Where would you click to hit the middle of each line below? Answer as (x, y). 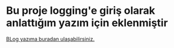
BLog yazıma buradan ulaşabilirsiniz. (51, 39)
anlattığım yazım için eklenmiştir (87, 23)
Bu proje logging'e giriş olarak (81, 11)
